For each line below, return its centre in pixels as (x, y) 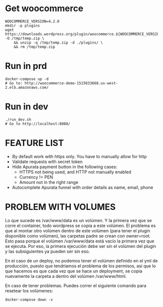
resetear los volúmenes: (29, 291)
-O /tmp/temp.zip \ (25, 38)
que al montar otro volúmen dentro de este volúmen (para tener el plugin (78, 230)
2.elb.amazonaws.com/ (27, 87)
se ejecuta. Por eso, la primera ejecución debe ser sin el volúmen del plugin (81, 246)
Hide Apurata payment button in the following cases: (65, 167)
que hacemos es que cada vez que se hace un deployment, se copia (74, 271)
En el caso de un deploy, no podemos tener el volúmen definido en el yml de (81, 260)
